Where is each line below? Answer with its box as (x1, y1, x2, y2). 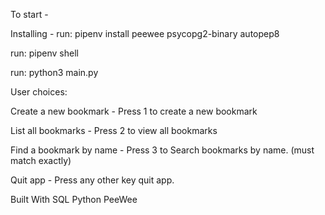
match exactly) (10, 155, 72, 166)
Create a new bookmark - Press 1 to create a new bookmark (10, 105, 258, 117)
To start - (10, 9, 49, 20)
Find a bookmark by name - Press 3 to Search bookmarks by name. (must (10, 144, 315, 156)
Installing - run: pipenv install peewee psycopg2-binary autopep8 (10, 28, 280, 39)
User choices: (10, 86, 68, 98)
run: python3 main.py (10, 67, 99, 78)
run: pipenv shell (10, 47, 79, 59)
